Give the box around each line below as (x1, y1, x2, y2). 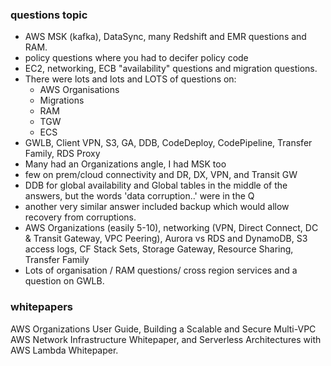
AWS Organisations (39, 84, 120, 96)
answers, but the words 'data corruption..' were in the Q (24, 190, 255, 202)
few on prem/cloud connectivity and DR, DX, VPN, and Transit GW (24, 169, 298, 181)
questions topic (10, 8, 88, 22)
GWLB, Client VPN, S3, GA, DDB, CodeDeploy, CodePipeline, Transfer (24, 137, 313, 149)
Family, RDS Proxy (24, 148, 101, 160)
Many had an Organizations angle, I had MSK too (24, 158, 227, 170)
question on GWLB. (24, 275, 105, 287)
